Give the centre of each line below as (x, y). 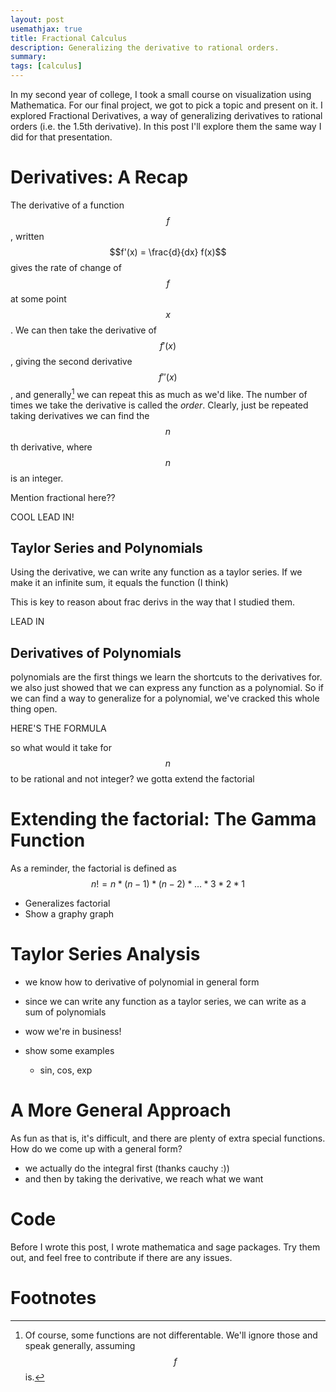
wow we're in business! (73, 1032)
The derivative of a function (67, 205)
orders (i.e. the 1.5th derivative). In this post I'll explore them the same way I (166, 126)
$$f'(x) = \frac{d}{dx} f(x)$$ (168, 252)
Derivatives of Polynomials (96, 652)
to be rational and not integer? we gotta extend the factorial (132, 779)
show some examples (69, 1051)
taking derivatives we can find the (80, 415)
